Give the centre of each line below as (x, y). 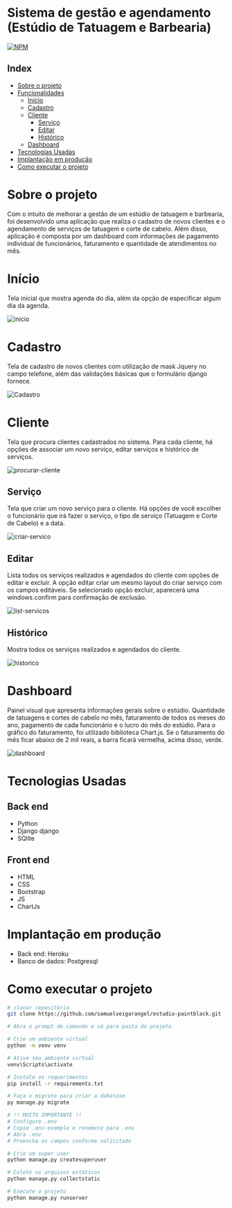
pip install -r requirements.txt (55, 1084)
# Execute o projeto (37, 1192)
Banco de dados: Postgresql (57, 961)
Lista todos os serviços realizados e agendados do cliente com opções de (113, 575)
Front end (28, 860)
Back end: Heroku (43, 954)
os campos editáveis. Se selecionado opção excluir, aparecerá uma (103, 590)
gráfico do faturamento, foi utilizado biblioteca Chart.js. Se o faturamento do (116, 732)
